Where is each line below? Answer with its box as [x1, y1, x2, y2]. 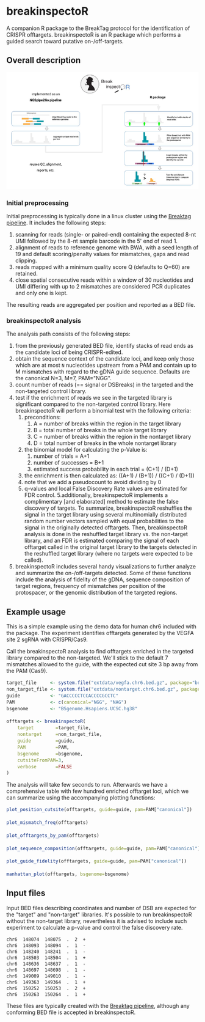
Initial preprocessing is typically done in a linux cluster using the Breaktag [6, 213, 192, 220]
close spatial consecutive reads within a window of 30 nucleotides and [15, 276, 193, 284]
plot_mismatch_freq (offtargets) [6, 820, 88, 826]
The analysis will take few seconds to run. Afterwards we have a [6, 781, 168, 789]
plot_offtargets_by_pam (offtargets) [6, 833, 99, 839]
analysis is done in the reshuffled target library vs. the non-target [24, 531, 188, 538]
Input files [6, 888, 46, 899]
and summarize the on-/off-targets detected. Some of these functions [15, 570, 192, 577]
